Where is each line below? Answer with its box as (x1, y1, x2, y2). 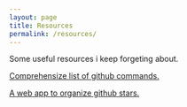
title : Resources (9, 21, 74, 30)
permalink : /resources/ (9, 29, 97, 38)
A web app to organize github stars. (9, 88, 140, 98)
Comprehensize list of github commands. (9, 71, 160, 81)
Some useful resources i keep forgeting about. (9, 54, 179, 65)
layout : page (9, 12, 58, 22)
